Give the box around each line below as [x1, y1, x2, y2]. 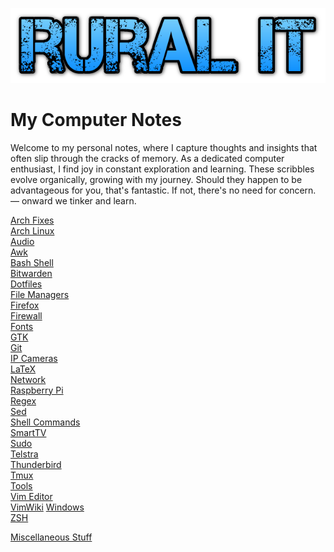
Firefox [10, 299, 40, 311]
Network [10, 373, 47, 385]
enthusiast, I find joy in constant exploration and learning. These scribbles [10, 163, 315, 175]
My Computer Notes [10, 108, 182, 131]
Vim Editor [10, 490, 53, 502]
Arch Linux [10, 224, 55, 237]
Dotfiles [10, 278, 43, 290]
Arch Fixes [10, 214, 55, 226]
